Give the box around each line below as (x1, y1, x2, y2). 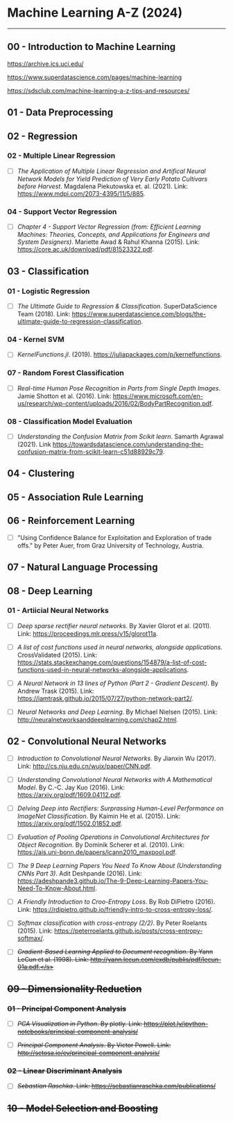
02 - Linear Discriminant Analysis (7, 1066, 123, 1076)
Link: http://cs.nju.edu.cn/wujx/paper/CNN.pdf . (17, 762, 152, 770)
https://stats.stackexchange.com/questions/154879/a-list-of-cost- (17, 658, 207, 666)
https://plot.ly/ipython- (144, 1020, 208, 1028)
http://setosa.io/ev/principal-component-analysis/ (17, 1049, 160, 1057)
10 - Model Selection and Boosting (7, 1102, 158, 1114)
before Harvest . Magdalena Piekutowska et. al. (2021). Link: (17, 182, 189, 190)
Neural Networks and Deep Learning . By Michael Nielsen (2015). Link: (17, 707, 218, 716)
